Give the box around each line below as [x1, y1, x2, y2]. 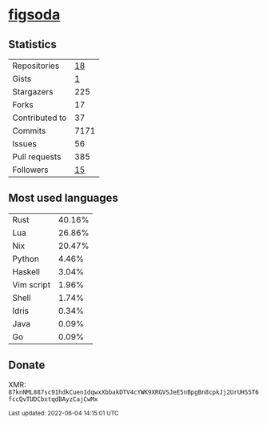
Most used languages [8, 191, 118, 205]
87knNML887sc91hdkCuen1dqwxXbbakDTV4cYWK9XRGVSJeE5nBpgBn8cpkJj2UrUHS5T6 [8, 388, 260, 396]
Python [12, 253, 40, 264]
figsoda [8, 6, 61, 24]
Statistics [8, 38, 58, 51]
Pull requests [12, 151, 62, 162]
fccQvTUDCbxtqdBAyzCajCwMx [8, 395, 98, 403]
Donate [8, 359, 46, 372]
